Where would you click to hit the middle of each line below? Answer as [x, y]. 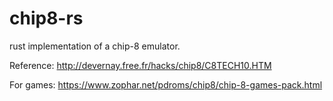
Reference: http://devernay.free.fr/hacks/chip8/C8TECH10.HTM [140, 65]
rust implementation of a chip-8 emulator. [95, 46]
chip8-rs [46, 18]
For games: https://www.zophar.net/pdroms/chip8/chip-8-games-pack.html [166, 84]
